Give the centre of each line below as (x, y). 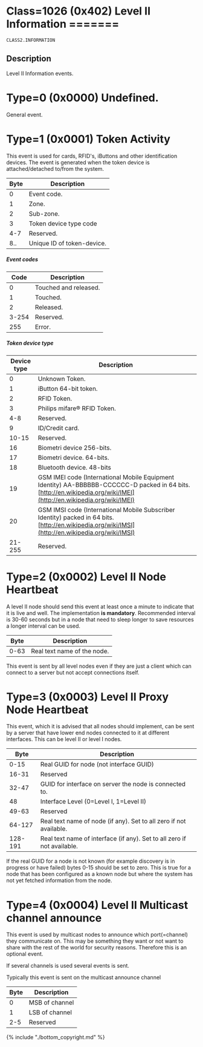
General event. (25, 115)
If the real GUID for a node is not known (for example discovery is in (91, 861)
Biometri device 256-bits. (75, 448)
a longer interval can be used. (43, 626)
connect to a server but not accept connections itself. (73, 672)
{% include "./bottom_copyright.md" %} (56, 1037)
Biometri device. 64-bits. (73, 457)
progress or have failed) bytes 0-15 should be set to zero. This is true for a (99, 868)
